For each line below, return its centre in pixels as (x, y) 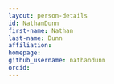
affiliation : (30, 46)
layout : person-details (48, 16)
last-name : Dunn (35, 38)
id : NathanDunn (34, 23)
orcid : (19, 68)
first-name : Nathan (41, 30)
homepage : (25, 53)
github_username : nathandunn (57, 61)
